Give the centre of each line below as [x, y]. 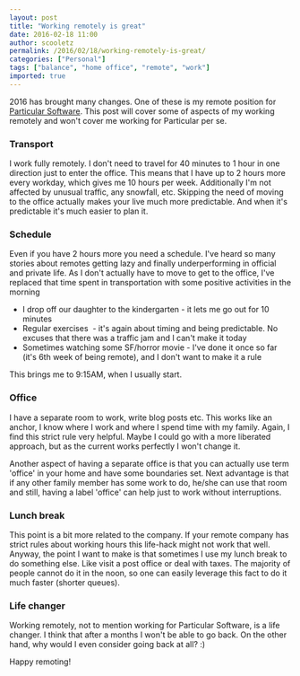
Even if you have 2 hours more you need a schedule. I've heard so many [142, 254]
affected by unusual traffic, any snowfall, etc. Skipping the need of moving [146, 192]
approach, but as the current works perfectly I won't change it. [125, 446]
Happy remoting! [40, 662]
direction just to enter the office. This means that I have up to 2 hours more [148, 173]
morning [25, 292]
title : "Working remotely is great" [77, 26]
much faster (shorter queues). [65, 582]
